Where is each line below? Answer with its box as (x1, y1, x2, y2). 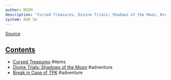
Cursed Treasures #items (12, 59, 66, 65)
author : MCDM (5, 7, 33, 13)
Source (5, 31, 20, 37)
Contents (5, 45, 36, 54)
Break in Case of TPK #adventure (12, 69, 83, 76)
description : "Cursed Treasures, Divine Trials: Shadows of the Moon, (5, 12, 158, 17)
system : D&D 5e (5, 17, 38, 22)
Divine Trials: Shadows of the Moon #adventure (12, 64, 113, 70)
